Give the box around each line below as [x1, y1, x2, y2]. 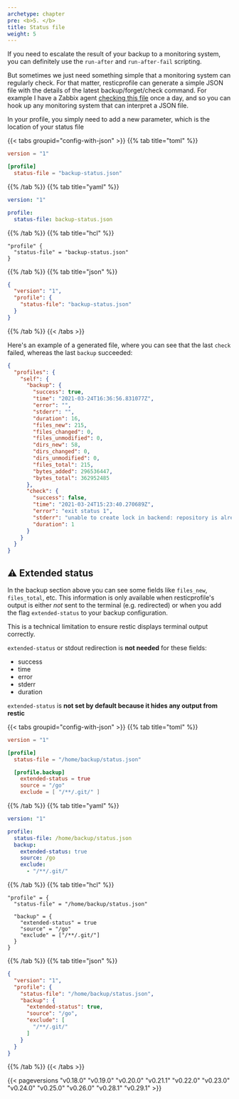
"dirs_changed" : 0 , [33, 448, 91, 455]
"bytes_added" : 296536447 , [33, 467, 113, 475]
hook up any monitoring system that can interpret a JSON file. [7, 101, 189, 110]
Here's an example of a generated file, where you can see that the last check [7, 341, 231, 349]
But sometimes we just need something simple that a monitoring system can [7, 71, 231, 80]
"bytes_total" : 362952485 [33, 474, 110, 482]
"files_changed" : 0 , [33, 428, 94, 435]
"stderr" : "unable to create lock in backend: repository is [33, 514, 218, 521]
